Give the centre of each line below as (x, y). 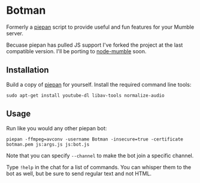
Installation (28, 70)
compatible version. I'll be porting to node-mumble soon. (76, 51)
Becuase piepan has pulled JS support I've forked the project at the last (95, 45)
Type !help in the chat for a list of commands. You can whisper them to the (99, 167)
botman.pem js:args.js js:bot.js (48, 144)
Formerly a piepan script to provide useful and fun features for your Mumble (100, 27)
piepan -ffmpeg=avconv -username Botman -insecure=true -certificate (95, 139)
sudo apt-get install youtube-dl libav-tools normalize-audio (85, 95)
